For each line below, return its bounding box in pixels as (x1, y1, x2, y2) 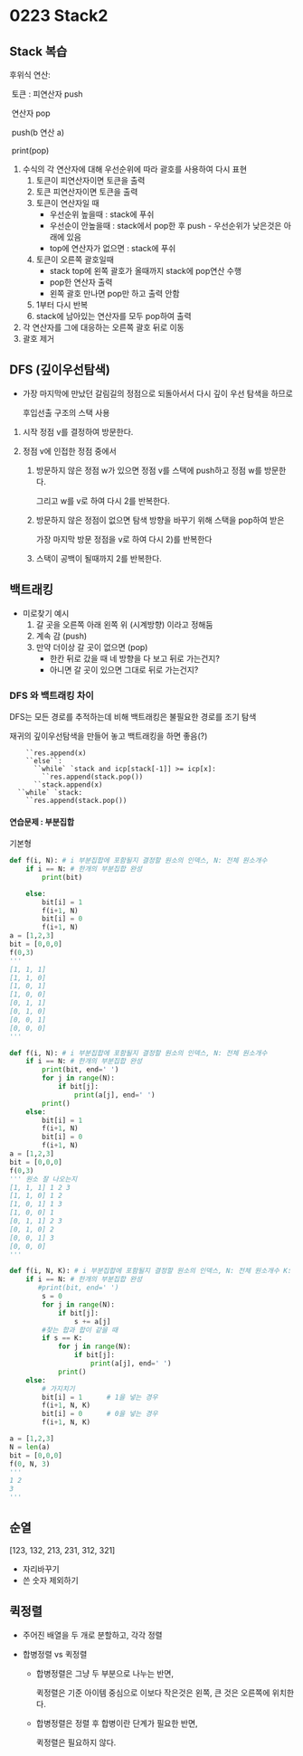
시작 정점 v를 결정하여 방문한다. (22, 426, 134, 437)
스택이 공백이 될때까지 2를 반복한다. (35, 552, 163, 563)
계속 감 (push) (35, 630, 88, 641)
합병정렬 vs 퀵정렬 (22, 1648, 88, 1659)
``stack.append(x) (33, 779, 103, 789)
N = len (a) (9, 1442, 51, 1451)
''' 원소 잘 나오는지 (9, 1175, 78, 1184)
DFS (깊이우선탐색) (9, 363, 110, 378)
